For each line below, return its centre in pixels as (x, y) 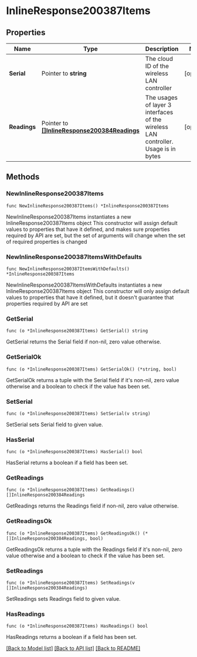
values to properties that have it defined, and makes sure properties (88, 229)
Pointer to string (64, 73)
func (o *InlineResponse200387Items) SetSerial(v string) (78, 413)
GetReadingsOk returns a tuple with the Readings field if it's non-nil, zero (94, 549)
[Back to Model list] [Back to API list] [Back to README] (73, 648)
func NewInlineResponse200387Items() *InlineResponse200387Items (87, 206)
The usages (161, 98)
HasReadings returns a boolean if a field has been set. (72, 637)
